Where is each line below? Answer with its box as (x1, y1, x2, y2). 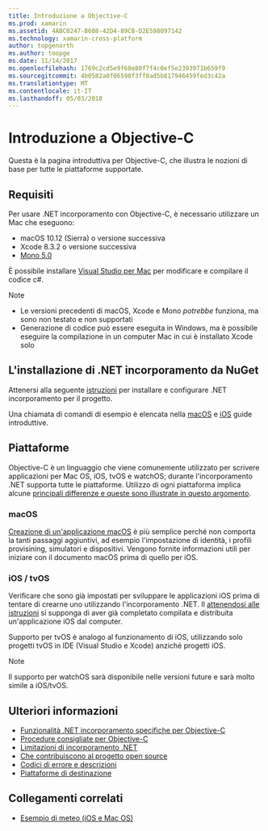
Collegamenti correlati (8, 791, 124, 805)
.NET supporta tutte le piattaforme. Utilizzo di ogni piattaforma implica (8, 479, 241, 489)
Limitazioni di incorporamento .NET (19, 743, 138, 753)
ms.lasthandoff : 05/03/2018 (8, 94, 103, 102)
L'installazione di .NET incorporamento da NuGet (8, 364, 259, 378)
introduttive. (8, 417, 48, 428)
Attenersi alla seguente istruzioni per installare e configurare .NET (8, 385, 228, 395)
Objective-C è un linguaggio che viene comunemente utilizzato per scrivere (8, 462, 260, 472)
